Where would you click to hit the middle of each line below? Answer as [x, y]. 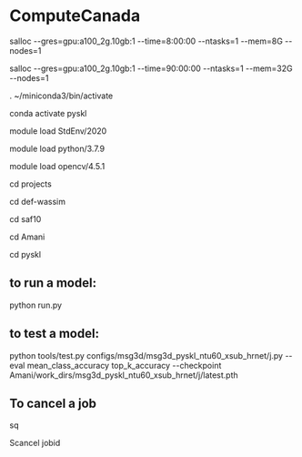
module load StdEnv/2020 [58, 131]
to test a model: [55, 334]
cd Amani [27, 237]
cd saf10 [25, 218]
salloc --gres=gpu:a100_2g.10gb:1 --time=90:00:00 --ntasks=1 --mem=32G [151, 68]
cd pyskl [25, 254]
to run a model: [53, 283]
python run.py [35, 305]
